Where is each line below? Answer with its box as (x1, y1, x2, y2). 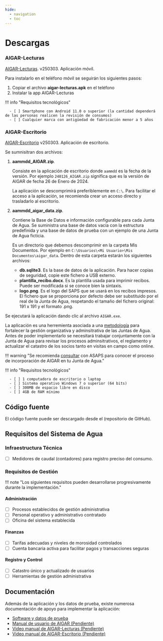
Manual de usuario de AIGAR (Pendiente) (12, 620, 94, 626)
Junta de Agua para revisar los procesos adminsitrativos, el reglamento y (5, 338, 152, 344)
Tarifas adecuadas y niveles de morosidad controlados (12, 540, 122, 546)
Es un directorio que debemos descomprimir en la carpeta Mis (12, 242, 138, 248)
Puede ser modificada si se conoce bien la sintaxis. (19, 283, 123, 289)
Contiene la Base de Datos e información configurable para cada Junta (12, 217, 155, 223)
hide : (5, 7, 16, 12)
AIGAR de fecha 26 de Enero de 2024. (12, 179, 89, 185)
